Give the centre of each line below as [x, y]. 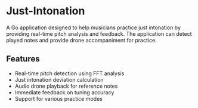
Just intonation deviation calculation [59, 79]
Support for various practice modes [58, 98]
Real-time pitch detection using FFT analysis [69, 73]
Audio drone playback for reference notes [66, 86]
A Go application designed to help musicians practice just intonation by [93, 27]
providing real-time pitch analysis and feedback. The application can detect [99, 33]
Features [23, 59]
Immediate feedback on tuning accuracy [64, 92]
